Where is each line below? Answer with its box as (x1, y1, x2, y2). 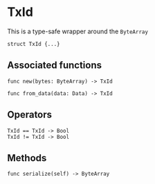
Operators (7, 109, 53, 121)
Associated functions (7, 60, 102, 72)
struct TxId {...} (7, 40, 60, 47)
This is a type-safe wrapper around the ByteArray (7, 27, 149, 35)
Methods (7, 152, 47, 164)
